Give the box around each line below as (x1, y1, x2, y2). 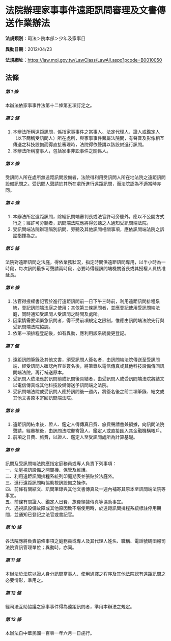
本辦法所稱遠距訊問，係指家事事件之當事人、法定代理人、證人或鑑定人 (12, 129, 160, 135)
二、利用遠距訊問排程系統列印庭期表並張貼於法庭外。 (5, 473, 117, 479)
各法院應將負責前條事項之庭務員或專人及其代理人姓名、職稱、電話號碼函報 (5, 538, 161, 544)
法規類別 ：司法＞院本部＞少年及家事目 (5, 35, 85, 41)
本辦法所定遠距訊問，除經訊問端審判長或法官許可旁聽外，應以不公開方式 (12, 214, 164, 220)
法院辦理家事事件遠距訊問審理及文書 (5, 5, 157, 16)
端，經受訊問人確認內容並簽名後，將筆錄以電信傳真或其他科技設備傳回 (12, 363, 160, 369)
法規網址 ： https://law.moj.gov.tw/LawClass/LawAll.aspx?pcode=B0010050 (5, 57, 162, 63)
